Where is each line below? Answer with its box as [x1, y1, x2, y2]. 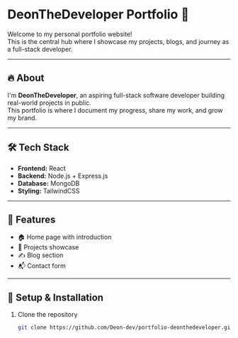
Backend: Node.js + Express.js [17, 171, 108, 180]
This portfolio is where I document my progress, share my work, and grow [7, 106, 223, 114]
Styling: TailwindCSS [17, 186, 80, 195]
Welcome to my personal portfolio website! [7, 30, 132, 38]
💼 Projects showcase [17, 243, 79, 252]
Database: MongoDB [17, 179, 80, 187]
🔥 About [7, 72, 45, 84]
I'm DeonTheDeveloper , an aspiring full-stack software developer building [7, 91, 225, 99]
